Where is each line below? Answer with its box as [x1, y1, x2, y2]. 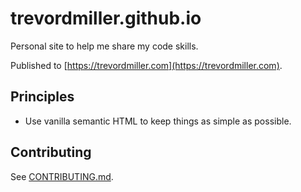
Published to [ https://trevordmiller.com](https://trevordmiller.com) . [10, 59, 283, 71]
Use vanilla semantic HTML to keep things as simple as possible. [24, 115, 292, 127]
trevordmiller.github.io [10, 7, 202, 30]
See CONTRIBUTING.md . [10, 170, 114, 182]
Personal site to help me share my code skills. [10, 40, 199, 52]
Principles [10, 88, 75, 106]
